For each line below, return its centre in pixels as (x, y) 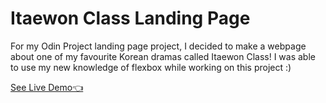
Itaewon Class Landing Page (130, 18)
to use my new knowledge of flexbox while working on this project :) (151, 67)
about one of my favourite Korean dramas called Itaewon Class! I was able (163, 56)
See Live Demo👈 (47, 87)
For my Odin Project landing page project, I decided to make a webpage (158, 46)
